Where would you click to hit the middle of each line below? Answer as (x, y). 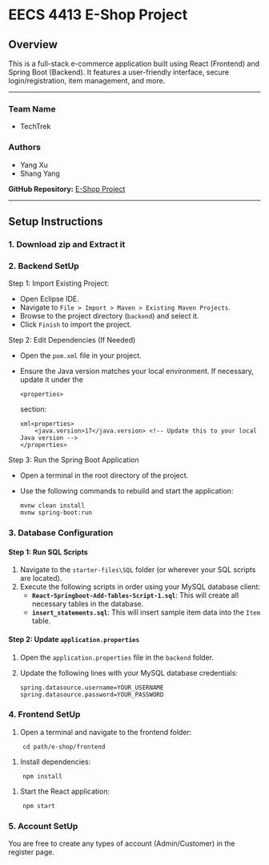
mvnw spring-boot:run (56, 513)
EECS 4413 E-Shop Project (98, 15)
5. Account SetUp (43, 826)
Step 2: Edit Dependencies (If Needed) (72, 340)
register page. (31, 852)
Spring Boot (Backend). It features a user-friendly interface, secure (119, 72)
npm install (42, 776)
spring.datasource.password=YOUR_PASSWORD (92, 694)
